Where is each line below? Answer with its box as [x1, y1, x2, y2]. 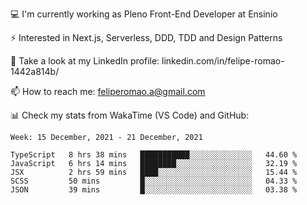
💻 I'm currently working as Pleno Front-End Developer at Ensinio [10, 8, 278, 20]
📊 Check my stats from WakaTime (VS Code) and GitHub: [10, 109, 250, 121]
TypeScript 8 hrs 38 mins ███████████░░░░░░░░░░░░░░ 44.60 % [10, 150, 298, 160]
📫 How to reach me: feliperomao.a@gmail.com [10, 86, 206, 97]
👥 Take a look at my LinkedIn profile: [10, 55, 160, 67]
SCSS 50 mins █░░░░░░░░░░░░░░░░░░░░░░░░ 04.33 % [10, 176, 298, 186]
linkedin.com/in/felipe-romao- [161, 55, 285, 67]
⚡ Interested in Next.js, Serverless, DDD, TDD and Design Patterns [10, 32, 283, 43]
